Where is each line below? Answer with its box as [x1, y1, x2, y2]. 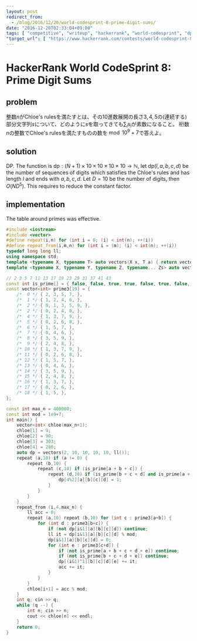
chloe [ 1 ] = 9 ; [16, 428, 51, 434]
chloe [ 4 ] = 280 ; [16, 444, 57, 450]
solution [6, 146, 37, 156]
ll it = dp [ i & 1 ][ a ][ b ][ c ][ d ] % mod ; [47, 531, 138, 537]
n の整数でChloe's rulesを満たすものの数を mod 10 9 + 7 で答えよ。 [6, 128, 165, 136]
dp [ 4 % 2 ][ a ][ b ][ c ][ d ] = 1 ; [58, 477, 122, 483]
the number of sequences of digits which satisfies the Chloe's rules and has [6, 169, 190, 176]
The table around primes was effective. [6, 215, 101, 222]
